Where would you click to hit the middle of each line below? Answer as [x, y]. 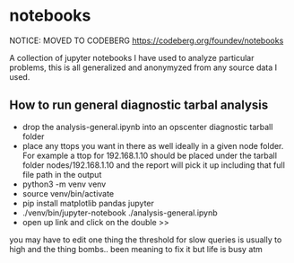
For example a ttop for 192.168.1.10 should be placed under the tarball [150, 155]
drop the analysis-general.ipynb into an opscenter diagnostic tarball [147, 127]
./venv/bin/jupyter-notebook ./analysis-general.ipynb [120, 213]
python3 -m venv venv [64, 184]
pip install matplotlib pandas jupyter [88, 203]
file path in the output [62, 174]
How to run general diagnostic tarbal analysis [139, 105]
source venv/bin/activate [68, 193]
